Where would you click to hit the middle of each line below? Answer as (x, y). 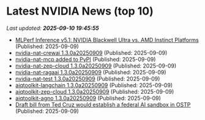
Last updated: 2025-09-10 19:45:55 (53, 28)
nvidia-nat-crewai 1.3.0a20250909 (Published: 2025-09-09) (91, 52)
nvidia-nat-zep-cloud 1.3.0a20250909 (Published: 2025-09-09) (96, 66)
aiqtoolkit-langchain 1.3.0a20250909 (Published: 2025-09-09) (94, 85)
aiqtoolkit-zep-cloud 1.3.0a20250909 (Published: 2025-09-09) (95, 91)
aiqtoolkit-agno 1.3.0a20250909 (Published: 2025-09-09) (88, 98)
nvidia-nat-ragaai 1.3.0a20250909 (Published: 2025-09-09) (91, 72)
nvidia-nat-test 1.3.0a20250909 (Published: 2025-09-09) (88, 79)
